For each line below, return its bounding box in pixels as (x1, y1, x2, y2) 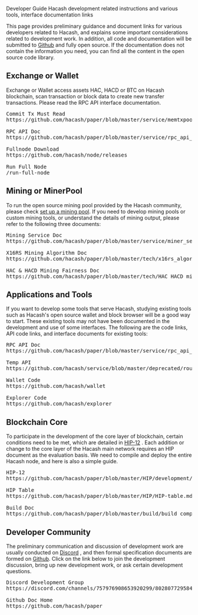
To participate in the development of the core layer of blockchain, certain (6, 433, 183, 440)
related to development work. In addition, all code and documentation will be (6, 35, 192, 42)
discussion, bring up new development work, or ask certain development (6, 561, 183, 569)
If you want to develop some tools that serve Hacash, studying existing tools (6, 305, 192, 313)
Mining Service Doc (6, 232, 62, 238)
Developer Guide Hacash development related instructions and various (6, 5, 178, 12)
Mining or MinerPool (6, 186, 82, 196)
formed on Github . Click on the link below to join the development (6, 556, 166, 563)
